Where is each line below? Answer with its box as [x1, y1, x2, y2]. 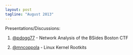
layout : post [5, 7, 32, 12]
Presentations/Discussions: [5, 25, 61, 31]
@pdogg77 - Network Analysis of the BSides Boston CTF [12, 35, 129, 41]
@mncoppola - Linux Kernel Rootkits [12, 44, 87, 50]
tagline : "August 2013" [5, 12, 54, 17]
